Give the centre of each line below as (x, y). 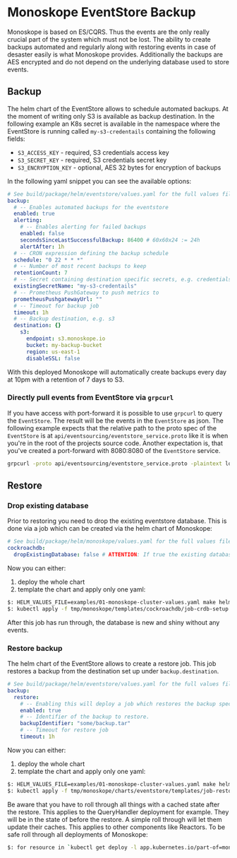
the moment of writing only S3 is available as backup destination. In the (111, 116)
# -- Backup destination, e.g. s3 (64, 319)
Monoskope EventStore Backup (102, 12)
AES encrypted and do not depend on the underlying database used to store (118, 61)
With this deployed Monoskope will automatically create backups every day (117, 372)
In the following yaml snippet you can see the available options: (99, 181)
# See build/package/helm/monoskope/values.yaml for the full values (112, 541)
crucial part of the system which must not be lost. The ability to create (109, 39)
